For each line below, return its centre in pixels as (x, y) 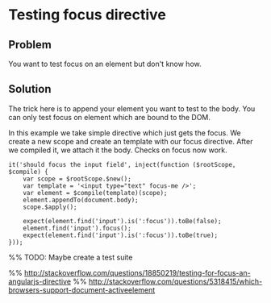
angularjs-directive (40, 281)
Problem (30, 45)
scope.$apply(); (50, 207)
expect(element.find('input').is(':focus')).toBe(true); (121, 235)
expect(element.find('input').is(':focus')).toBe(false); (122, 221)
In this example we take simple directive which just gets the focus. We (125, 133)
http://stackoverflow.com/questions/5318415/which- (175, 281)
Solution (30, 89)
